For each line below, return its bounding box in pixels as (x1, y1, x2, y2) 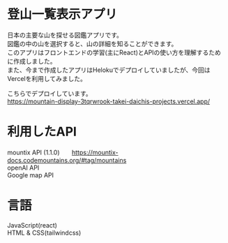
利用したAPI (7, 124, 77, 140)
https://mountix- (72, 148, 119, 156)
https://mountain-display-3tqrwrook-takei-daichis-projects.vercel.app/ (7, 97, 211, 105)
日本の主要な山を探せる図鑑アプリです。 (7, 31, 123, 39)
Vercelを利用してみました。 (7, 74, 87, 82)
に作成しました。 (7, 57, 56, 65)
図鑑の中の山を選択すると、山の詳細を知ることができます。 (7, 39, 178, 47)
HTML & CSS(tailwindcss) (7, 228, 82, 237)
